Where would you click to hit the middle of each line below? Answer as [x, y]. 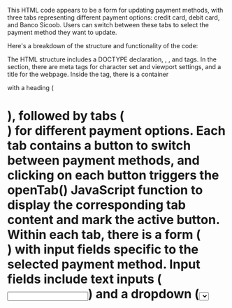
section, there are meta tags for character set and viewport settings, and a [114, 67]
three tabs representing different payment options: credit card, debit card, [114, 17]
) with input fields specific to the [103, 250]
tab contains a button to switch [99, 146]
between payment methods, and [104, 161]
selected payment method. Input [104, 264]
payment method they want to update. [62, 32]
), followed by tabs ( [66, 116]
